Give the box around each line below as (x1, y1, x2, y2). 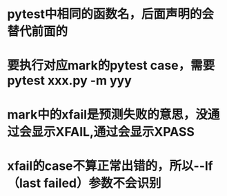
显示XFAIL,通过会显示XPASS (31, 124, 195, 139)
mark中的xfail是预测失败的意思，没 (7, 106, 208, 122)
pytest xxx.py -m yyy (7, 73, 132, 88)
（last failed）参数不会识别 (7, 175, 161, 190)
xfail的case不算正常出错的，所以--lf (7, 158, 213, 173)
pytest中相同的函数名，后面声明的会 (7, 6, 215, 22)
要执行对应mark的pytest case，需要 (7, 58, 215, 73)
